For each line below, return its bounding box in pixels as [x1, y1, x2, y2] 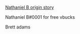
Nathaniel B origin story [5, 5, 54, 10]
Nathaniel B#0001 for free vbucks [5, 14, 75, 20]
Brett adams [5, 24, 31, 30]
